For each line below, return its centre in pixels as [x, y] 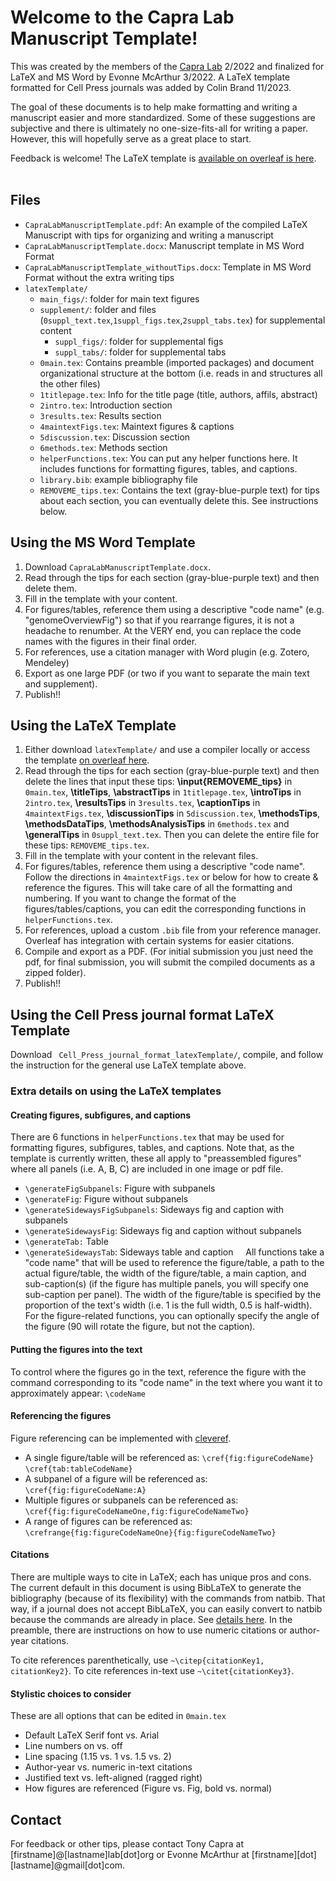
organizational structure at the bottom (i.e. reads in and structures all [181, 373]
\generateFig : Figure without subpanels [106, 1199]
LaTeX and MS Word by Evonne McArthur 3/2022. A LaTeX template [150, 77]
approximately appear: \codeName [78, 1393]
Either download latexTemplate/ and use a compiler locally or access [167, 750]
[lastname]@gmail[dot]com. [68, 1865]
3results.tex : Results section [100, 415]
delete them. [50, 588]
